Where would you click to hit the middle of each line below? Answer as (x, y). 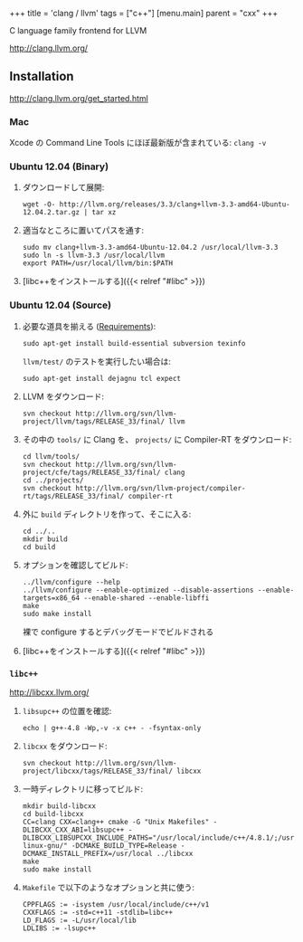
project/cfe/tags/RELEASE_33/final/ (91, 472)
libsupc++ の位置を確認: (67, 711)
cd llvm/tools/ (51, 456)
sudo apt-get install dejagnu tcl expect (101, 378)
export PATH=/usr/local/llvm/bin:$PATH (98, 263)
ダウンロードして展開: (63, 187)
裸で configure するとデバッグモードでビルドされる (118, 632)
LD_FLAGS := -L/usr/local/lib (80, 920)
